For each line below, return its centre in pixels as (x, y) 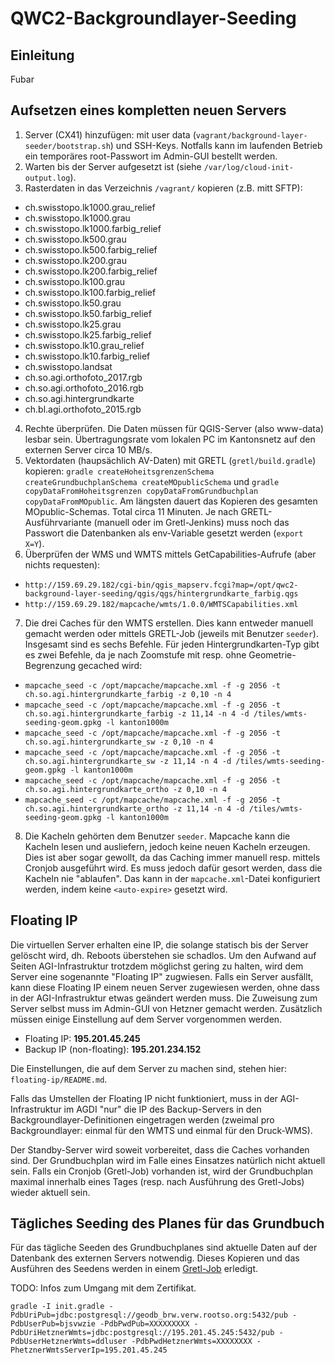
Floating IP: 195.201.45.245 (82, 1038)
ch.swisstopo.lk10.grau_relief (84, 345)
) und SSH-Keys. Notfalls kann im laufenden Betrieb (216, 145)
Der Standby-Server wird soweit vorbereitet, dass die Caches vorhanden (160, 1149)
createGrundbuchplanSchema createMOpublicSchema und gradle (152, 481)
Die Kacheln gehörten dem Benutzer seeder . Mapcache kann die (157, 836)
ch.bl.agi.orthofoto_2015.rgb (83, 409)
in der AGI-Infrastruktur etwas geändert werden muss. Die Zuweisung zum (164, 998)
